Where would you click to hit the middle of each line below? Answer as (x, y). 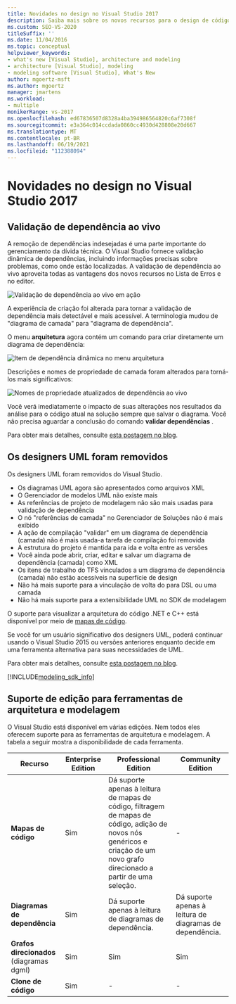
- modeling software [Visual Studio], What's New (81, 72)
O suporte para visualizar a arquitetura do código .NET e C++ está (103, 614)
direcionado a (131, 868)
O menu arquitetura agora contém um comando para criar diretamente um (115, 337)
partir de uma (131, 877)
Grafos (22, 943)
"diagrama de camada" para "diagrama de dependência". (90, 323)
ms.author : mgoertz (36, 86)
